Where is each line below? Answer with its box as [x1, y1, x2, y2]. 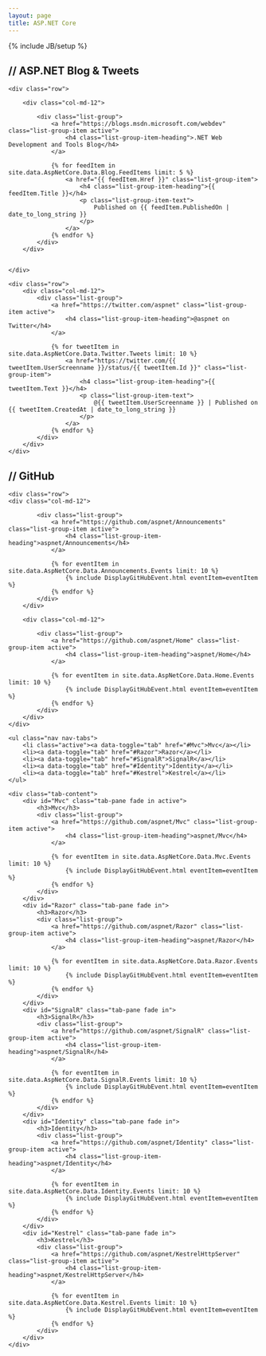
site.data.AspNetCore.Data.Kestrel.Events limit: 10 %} [8, 1299, 198, 1307]
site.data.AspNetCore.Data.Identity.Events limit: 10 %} [8, 1188, 201, 1196]
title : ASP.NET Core [8, 19, 77, 27]
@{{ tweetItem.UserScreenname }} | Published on [93, 399, 259, 407]
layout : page [8, 11, 52, 20]
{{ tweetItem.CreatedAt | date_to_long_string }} [8, 406, 177, 414]
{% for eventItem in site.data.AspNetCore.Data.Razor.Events [50, 958, 259, 966]
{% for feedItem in [50, 162, 115, 170]
